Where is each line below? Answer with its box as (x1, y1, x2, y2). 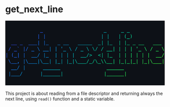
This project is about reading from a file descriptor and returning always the (5, 90, 163, 96)
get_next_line (5, 4, 63, 15)
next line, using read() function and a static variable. (5, 95, 115, 102)
